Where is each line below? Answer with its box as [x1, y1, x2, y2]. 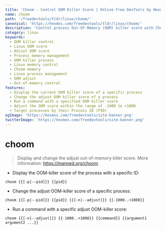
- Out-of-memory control [9, 80, 61, 85]
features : [5, 85, 26, 90]
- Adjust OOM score [9, 48, 50, 53]
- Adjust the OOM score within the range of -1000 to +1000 [9, 104, 136, 109]
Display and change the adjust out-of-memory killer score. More [17, 155, 148, 161]
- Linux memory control [9, 62, 58, 67]
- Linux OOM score [9, 44, 48, 49]
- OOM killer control [9, 39, 54, 44]
